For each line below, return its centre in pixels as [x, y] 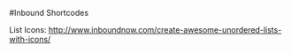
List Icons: [28, 30]
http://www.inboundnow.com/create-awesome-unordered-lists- [165, 30]
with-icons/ [30, 39]
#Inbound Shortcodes [49, 13]
